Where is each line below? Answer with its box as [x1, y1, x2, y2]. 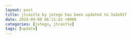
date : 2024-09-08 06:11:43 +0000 [5, 17, 77, 22]
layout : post [5, 7, 33, 13]
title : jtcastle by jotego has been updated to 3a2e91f [5, 12, 127, 17]
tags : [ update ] [5, 26, 38, 31]
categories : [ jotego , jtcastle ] [5, 21, 74, 27]
